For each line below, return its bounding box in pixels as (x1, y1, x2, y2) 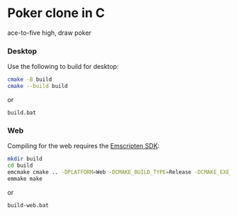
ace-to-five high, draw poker (7, 28, 92, 37)
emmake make (7, 175, 42, 182)
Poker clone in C (7, 5, 105, 21)
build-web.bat (7, 202, 50, 209)
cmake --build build (7, 83, 69, 90)
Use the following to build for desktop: (7, 62, 119, 71)
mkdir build (7, 155, 42, 162)
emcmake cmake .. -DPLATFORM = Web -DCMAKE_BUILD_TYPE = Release (7, 169, 192, 176)
